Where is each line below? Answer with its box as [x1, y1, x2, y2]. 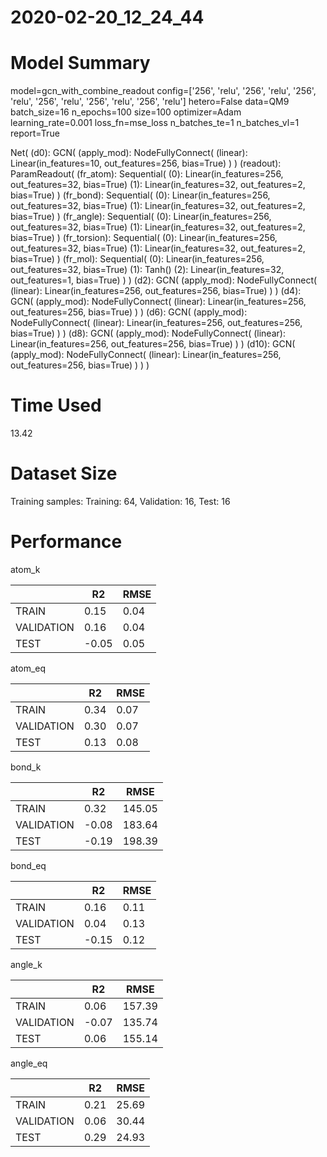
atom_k [10, 563, 41, 575]
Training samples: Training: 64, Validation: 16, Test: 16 [10, 496, 231, 507]
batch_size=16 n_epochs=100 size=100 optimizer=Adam [10, 106, 242, 118]
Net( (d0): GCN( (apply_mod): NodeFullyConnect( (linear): [10, 147, 248, 159]
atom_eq [10, 662, 47, 674]
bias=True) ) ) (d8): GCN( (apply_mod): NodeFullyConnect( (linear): [10, 327, 286, 340]
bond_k [10, 761, 42, 773]
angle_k [10, 958, 43, 970]
